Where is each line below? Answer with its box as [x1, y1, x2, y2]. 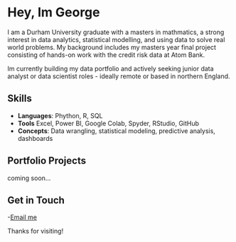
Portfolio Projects [7, 154, 87, 167]
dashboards [17, 134, 53, 142]
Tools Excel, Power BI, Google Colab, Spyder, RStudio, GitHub [17, 119, 200, 127]
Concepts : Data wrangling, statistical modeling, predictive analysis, [17, 126, 215, 135]
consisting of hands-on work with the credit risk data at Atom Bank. [7, 51, 205, 59]
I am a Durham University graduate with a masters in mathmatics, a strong [7, 28, 225, 36]
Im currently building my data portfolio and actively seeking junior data [7, 64, 215, 73]
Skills [7, 93, 32, 105]
